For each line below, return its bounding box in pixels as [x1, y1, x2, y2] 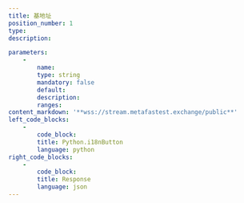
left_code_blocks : [8, 116, 70, 124]
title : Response [37, 176, 91, 184]
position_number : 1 [8, 19, 74, 27]
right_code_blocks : [8, 153, 74, 161]
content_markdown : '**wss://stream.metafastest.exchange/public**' [8, 108, 238, 116]
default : [37, 86, 66, 94]
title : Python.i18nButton [37, 138, 124, 146]
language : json [37, 183, 88, 191]
